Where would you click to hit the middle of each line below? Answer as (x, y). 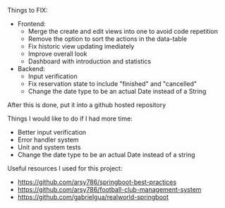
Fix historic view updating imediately (81, 46)
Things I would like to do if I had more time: (70, 118)
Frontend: (31, 24)
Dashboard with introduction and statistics (90, 61)
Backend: (31, 69)
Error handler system (48, 140)
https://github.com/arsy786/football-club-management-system (109, 189)
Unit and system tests (49, 147)
